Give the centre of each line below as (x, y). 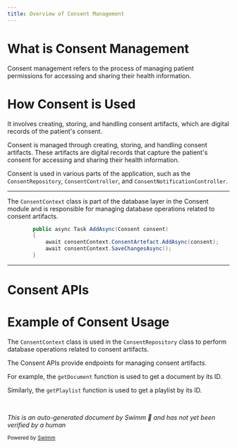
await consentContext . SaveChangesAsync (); (108, 249)
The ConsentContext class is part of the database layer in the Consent (108, 201)
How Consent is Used (72, 104)
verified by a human (37, 425)
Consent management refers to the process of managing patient (101, 68)
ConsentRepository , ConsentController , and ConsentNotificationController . (117, 181)
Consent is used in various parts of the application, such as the (99, 173)
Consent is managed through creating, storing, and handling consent (107, 144)
